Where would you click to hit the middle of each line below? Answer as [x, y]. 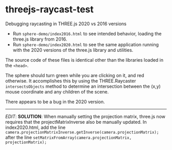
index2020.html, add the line [35, 127]
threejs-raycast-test [49, 10]
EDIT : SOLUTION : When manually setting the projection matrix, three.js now [85, 116]
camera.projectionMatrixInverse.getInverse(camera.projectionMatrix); [82, 132]
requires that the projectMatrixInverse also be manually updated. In [76, 122]
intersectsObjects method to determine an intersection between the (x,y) [83, 86]
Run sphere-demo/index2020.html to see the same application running [86, 44]
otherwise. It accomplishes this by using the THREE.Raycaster [71, 81]
